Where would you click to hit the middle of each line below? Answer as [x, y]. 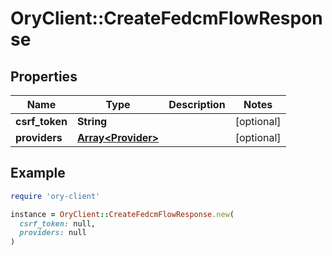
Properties [44, 76]
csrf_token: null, [58, 223]
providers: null [53, 233]
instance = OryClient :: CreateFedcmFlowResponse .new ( [122, 214]
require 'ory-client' [55, 196]
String [92, 121]
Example [38, 173]
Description [197, 104]
